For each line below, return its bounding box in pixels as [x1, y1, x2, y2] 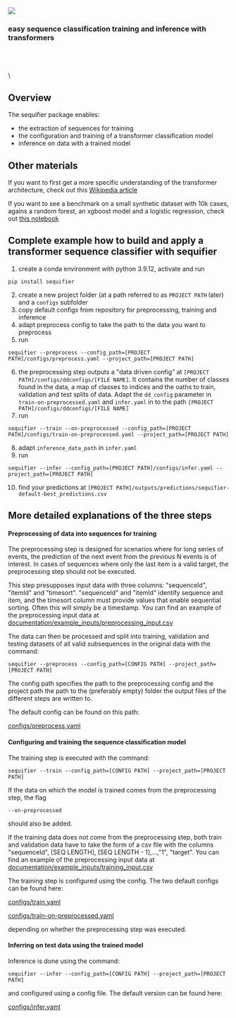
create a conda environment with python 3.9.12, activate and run [18, 264, 205, 273]
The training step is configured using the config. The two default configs [8, 876, 219, 885]
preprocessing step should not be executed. [8, 568, 137, 576]
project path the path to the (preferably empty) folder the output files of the [8, 687, 227, 695]
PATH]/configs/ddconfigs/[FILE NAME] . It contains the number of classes [18, 375, 230, 384]
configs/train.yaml [8, 897, 61, 906]
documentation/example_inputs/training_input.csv [8, 863, 154, 871]
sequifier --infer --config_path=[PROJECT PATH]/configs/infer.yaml [8, 465, 213, 472]
